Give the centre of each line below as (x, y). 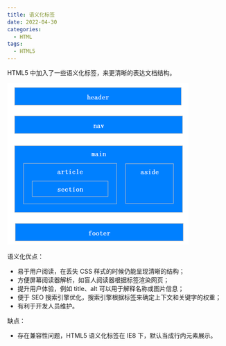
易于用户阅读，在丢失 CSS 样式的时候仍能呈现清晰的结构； (101, 271)
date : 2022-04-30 (32, 22)
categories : (24, 29)
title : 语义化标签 (31, 15)
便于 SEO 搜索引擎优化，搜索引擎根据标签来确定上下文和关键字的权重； (119, 297)
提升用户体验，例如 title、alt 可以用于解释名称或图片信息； (101, 289)
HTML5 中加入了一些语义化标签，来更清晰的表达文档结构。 (92, 73)
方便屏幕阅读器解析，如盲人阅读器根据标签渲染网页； (93, 280)
